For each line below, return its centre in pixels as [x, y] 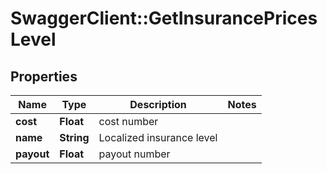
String [74, 137]
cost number [128, 121]
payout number [134, 154]
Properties [44, 76]
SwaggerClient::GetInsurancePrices [164, 18]
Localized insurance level [158, 137]
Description [158, 104]
